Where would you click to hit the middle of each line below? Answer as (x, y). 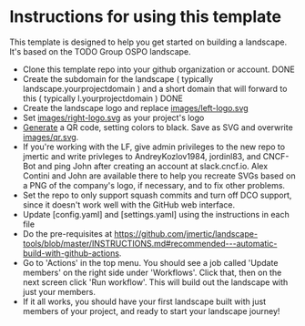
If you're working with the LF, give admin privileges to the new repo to (153, 147)
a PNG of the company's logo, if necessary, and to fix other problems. (153, 185)
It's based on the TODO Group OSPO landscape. (100, 51)
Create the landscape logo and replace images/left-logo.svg (135, 107)
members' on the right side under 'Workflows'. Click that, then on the (152, 272)
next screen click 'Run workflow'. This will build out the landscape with (155, 282)
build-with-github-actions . (72, 253)
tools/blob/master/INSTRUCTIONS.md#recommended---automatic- (150, 243)
